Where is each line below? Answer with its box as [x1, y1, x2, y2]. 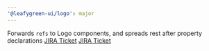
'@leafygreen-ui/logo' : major [7, 10, 95, 17]
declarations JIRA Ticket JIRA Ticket [7, 36, 111, 45]
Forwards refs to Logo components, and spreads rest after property [7, 29, 203, 37]
